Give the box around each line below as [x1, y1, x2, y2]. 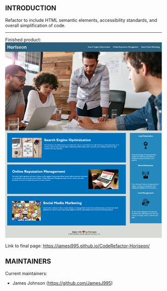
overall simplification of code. [5, 22, 66, 28]
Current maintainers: [5, 270, 47, 276]
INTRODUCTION [5, 4, 57, 12]
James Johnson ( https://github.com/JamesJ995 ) [12, 280, 113, 286]
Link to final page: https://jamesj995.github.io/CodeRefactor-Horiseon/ [5, 243, 150, 249]
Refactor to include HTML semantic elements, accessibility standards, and [5, 17, 158, 23]
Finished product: [5, 37, 41, 43]
